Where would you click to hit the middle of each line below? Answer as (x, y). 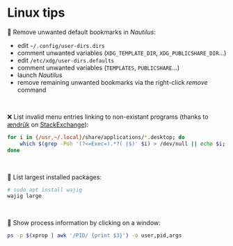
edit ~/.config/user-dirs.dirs (61, 45)
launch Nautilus (40, 75)
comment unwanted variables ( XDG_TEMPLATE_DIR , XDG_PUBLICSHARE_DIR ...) (122, 53)
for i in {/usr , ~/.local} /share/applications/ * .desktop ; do (96, 137)
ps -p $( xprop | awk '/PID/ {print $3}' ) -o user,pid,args (95, 236)
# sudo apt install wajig (45, 190)
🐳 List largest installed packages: (55, 177)
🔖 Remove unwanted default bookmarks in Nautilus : (82, 32)
